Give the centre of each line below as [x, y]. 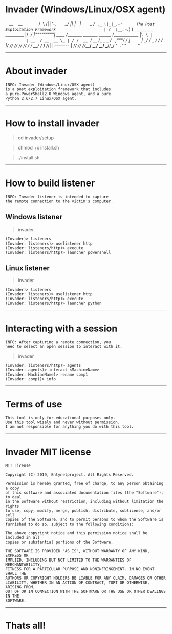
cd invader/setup [36, 138]
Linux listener [28, 268]
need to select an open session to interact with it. [64, 347]
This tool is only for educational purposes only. [60, 418]
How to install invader [52, 124]
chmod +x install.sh [38, 147]
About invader [36, 71]
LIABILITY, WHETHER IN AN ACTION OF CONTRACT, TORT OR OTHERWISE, [78, 583]
